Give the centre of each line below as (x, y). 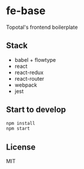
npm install (21, 123)
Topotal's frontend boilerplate (42, 27)
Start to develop (36, 110)
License (21, 147)
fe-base (26, 11)
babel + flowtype (35, 59)
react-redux (29, 72)
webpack (26, 85)
